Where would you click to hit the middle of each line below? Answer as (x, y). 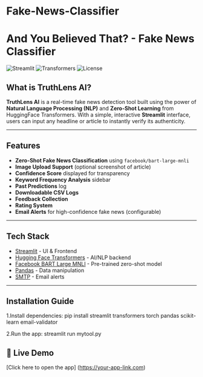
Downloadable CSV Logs (47, 192)
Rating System (34, 205)
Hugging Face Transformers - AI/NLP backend (73, 257)
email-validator (39, 322)
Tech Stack (28, 237)
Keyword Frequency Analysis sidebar (63, 179)
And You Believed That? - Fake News (100, 39)
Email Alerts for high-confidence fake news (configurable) (88, 211)
